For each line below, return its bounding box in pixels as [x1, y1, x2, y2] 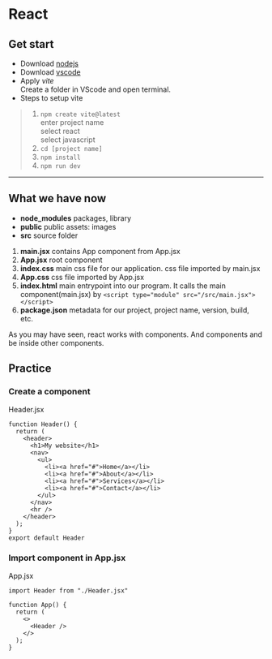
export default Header [8, 533, 85, 542]
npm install [40, 153, 81, 162]
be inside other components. [8, 338, 104, 347]
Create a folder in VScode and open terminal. [19, 84, 172, 94]
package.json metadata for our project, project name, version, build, [19, 305, 249, 315]
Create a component [8, 386, 91, 398]
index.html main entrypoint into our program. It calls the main [19, 281, 227, 291]
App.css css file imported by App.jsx [19, 272, 144, 282]
